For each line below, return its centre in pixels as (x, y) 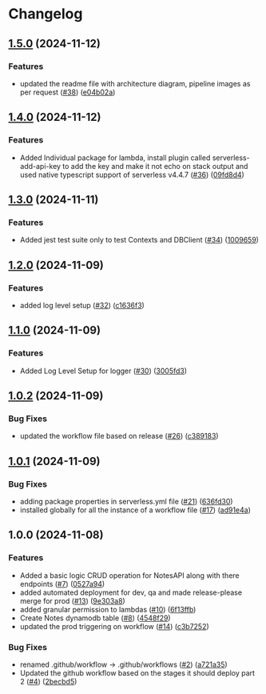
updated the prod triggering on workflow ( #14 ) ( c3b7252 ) (114, 626)
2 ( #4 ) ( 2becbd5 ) (48, 681)
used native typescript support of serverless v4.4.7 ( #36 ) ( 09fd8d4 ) (132, 175)
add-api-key (40, 166)
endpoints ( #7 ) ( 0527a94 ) (62, 584)
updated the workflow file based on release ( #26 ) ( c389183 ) (119, 436)
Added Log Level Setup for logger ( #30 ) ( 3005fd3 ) (103, 371)
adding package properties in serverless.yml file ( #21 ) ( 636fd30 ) (126, 501)
